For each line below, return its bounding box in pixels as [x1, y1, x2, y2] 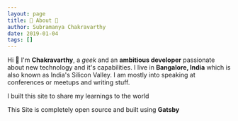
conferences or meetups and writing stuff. [7, 78, 130, 87]
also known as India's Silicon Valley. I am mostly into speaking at [7, 71, 196, 79]
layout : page [7, 10, 46, 18]
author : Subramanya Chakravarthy [7, 23, 106, 30]
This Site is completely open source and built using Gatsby [7, 106, 180, 114]
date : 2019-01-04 [7, 30, 59, 37]
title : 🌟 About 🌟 [7, 17, 59, 24]
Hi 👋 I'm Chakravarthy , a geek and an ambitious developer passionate [7, 56, 215, 64]
